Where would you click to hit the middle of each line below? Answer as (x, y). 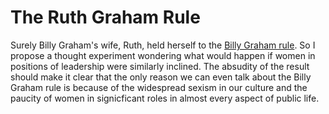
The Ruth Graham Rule (105, 17)
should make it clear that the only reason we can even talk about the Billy (161, 77)
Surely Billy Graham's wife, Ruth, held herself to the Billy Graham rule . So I (163, 45)
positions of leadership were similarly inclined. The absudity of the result (160, 66)
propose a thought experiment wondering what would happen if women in (163, 55)
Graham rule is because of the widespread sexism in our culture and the (159, 87)
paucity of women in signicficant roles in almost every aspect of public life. (165, 98)
